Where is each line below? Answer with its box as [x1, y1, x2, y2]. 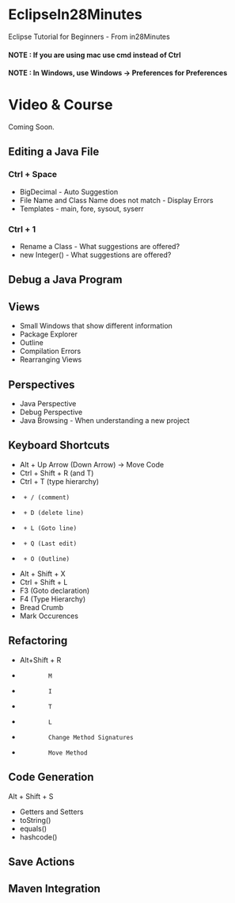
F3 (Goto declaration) [19, 586, 90, 595]
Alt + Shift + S [8, 791, 54, 801]
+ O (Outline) [23, 555, 70, 563]
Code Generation [8, 770, 94, 784]
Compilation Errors [19, 347, 81, 356]
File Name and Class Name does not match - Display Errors [19, 195, 214, 205]
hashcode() [19, 832, 58, 842]
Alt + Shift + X [19, 569, 66, 578]
